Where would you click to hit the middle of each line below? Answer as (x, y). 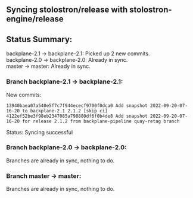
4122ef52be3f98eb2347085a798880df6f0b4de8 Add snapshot (77, 116)
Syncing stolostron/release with (67, 10)
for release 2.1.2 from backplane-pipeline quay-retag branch (101, 121)
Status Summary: (39, 39)
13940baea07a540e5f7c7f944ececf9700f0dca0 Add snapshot (77, 106)
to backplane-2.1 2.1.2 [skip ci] (65, 111)
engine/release (35, 19)
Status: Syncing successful (40, 132)
